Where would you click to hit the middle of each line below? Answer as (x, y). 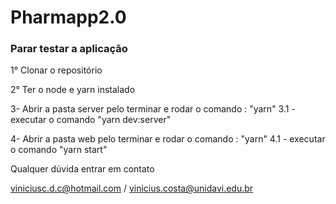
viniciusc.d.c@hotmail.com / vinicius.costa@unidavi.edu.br (132, 188)
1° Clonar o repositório (56, 70)
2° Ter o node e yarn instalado (73, 90)
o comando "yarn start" (59, 150)
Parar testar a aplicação (69, 49)
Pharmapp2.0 (68, 17)
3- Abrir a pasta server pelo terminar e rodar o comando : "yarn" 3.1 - (153, 109)
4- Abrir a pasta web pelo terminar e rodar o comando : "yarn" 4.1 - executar (168, 139)
